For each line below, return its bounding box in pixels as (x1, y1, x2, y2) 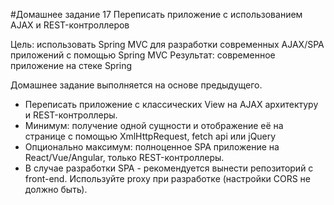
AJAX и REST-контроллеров (10, 19, 130, 31)
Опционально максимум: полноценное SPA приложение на (24, 141, 280, 153)
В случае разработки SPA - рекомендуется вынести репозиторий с (24, 162, 314, 174)
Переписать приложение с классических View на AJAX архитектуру (24, 99, 319, 110)
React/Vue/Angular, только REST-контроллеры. (24, 152, 225, 163)
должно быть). (24, 184, 88, 195)
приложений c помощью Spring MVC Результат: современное (10, 49, 276, 61)
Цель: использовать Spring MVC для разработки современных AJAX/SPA (10, 39, 325, 50)
